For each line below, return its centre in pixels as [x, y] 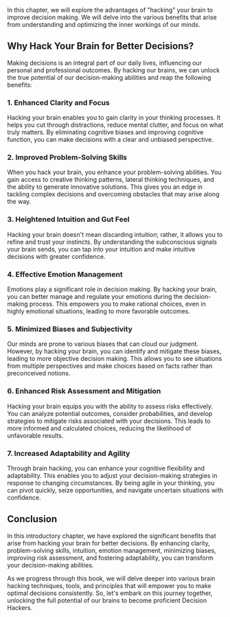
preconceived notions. [39, 373]
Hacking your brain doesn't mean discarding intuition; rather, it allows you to [115, 234]
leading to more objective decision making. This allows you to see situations [115, 359]
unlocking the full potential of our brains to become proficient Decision [107, 600]
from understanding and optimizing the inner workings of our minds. [104, 24]
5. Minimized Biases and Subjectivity [70, 328]
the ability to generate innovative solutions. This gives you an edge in [105, 187]
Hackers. [20, 607]
